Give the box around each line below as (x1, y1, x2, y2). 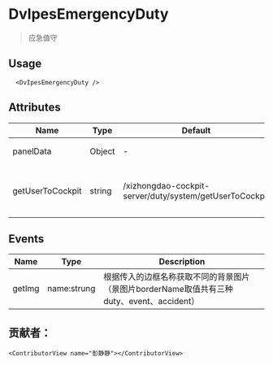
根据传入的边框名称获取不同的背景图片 (103, 272, 250, 283)
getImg (12, 283, 40, 294)
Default (181, 124, 211, 136)
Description (158, 256, 206, 267)
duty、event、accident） (103, 296, 200, 307)
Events (8, 232, 45, 246)
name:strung (47, 283, 96, 294)
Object (89, 146, 115, 157)
